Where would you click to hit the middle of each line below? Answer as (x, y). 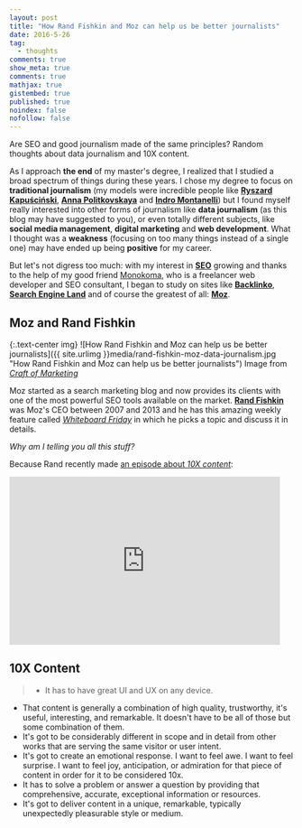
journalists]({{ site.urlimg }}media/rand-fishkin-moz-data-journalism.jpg (143, 354)
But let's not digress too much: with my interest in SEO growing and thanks (148, 265)
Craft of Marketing (44, 373)
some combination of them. (73, 727)
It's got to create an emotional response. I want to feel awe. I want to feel (158, 756)
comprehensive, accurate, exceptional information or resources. (142, 794)
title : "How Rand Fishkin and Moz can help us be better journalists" (145, 26)
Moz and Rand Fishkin (73, 323)
